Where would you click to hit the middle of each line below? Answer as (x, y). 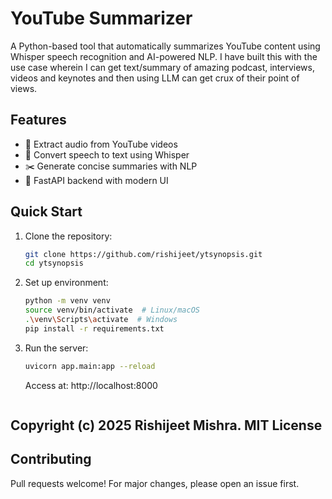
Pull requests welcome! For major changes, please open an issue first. (155, 483)
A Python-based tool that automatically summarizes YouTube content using (165, 46)
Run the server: (56, 348)
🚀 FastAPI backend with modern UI (96, 180)
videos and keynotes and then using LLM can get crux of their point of (155, 78)
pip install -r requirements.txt (94, 328)
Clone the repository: (68, 236)
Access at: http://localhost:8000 (91, 385)
